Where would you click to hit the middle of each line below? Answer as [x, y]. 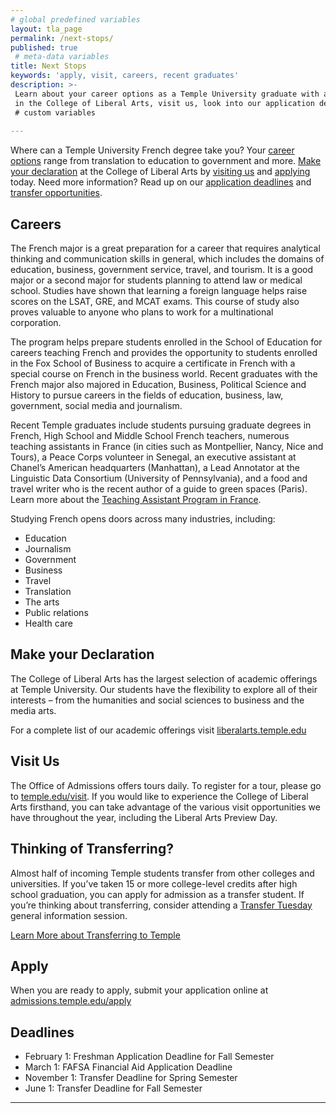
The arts [42, 602]
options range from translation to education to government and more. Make [166, 161]
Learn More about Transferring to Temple [95, 935]
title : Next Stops [48, 66]
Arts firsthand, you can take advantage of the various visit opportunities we [165, 807]
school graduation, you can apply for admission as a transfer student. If [157, 894]
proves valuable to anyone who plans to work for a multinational [142, 312]
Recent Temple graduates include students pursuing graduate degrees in [161, 425]
